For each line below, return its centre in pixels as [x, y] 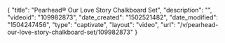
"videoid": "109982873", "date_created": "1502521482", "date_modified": [113, 17]
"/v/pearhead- [198, 25]
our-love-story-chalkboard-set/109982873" [70, 32]
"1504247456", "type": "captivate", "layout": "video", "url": [91, 25]
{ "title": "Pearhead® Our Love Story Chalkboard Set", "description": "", [110, 10]
